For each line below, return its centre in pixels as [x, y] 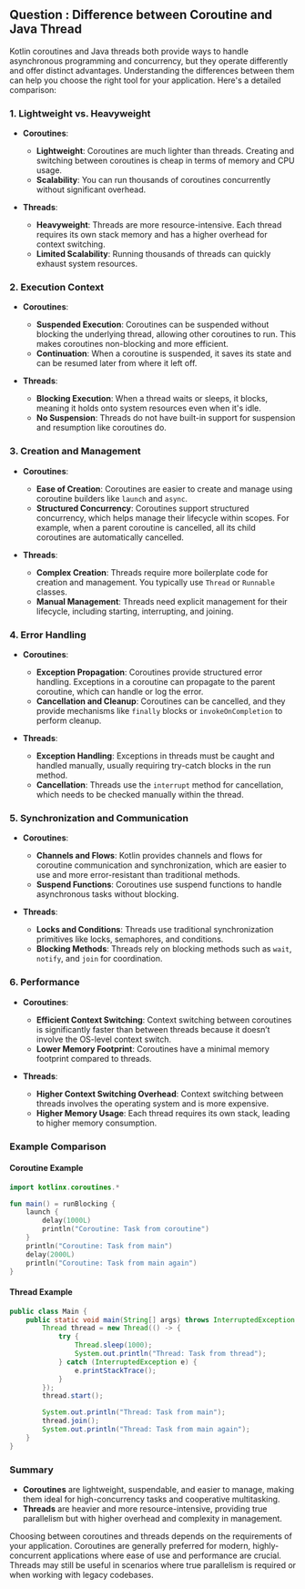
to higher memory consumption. [97, 1123]
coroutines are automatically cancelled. [110, 537]
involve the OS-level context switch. [104, 1039]
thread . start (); [73, 1396]
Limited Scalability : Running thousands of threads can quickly [153, 254]
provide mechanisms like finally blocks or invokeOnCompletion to [159, 711]
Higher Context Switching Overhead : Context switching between [160, 1094]
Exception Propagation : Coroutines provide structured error [149, 672]
